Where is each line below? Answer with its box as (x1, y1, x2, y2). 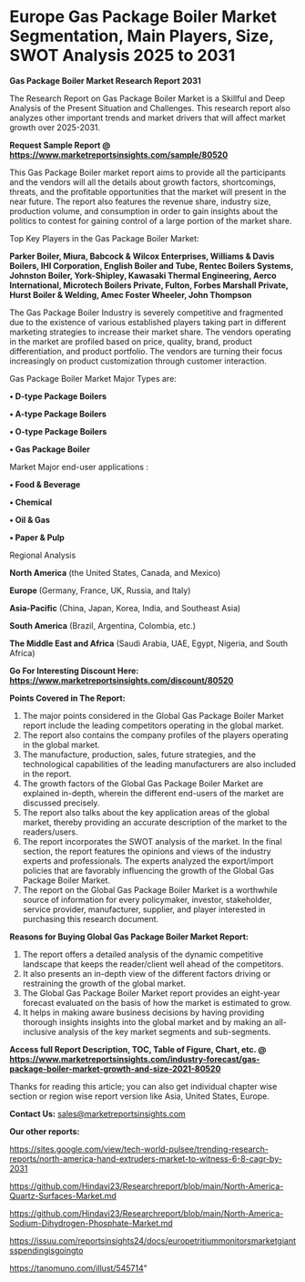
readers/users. (22, 826, 78, 837)
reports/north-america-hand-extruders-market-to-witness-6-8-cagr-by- (9, 1153, 282, 1164)
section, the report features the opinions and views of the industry (22, 846, 271, 856)
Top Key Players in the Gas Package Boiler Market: (9, 232, 199, 243)
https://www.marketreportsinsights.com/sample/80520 (9, 149, 229, 160)
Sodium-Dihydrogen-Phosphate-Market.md (9, 1217, 173, 1228)
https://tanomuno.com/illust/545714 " (9, 1262, 147, 1273)
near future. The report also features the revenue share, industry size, (9, 196, 271, 207)
